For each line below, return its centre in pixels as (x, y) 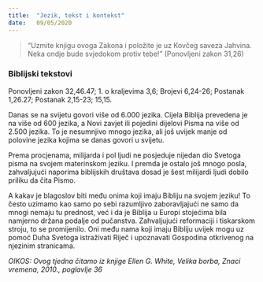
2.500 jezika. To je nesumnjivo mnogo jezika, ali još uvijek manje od (118, 132)
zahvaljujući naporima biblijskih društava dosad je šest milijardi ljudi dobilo (129, 172)
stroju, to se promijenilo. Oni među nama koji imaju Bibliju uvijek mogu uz (126, 228)
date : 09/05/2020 (40, 23)
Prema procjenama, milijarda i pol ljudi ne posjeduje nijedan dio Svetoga (125, 155)
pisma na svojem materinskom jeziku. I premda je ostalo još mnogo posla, (128, 163)
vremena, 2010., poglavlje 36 (56, 269)
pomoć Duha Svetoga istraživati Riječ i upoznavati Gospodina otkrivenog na (131, 237)
